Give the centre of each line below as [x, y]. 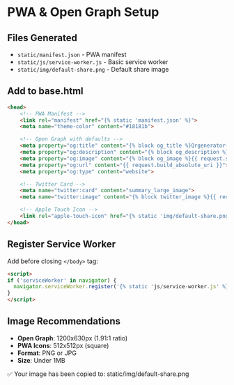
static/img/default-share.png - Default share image [93, 69]
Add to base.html [45, 91]
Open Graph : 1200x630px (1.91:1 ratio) [72, 338]
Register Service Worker [62, 244]
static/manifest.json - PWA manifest [72, 54]
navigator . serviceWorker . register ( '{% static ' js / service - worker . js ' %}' [123, 287]
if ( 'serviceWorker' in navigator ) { [62, 280]
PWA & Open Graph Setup [83, 12]
